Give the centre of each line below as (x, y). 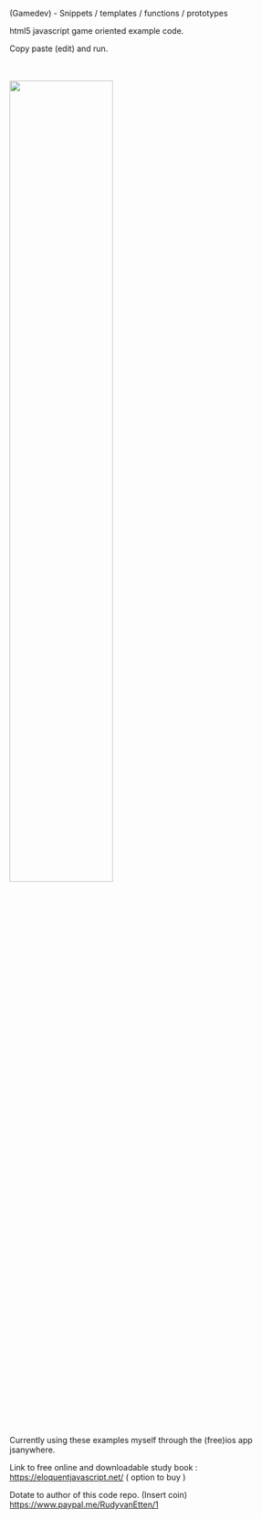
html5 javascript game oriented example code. (97, 31)
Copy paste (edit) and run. (59, 48)
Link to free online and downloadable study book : (104, 1467)
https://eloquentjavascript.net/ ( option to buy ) (98, 1477)
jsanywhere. (32, 1450)
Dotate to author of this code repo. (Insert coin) (99, 1495)
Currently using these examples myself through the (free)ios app (131, 1440)
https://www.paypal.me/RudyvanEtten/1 (84, 1504)
